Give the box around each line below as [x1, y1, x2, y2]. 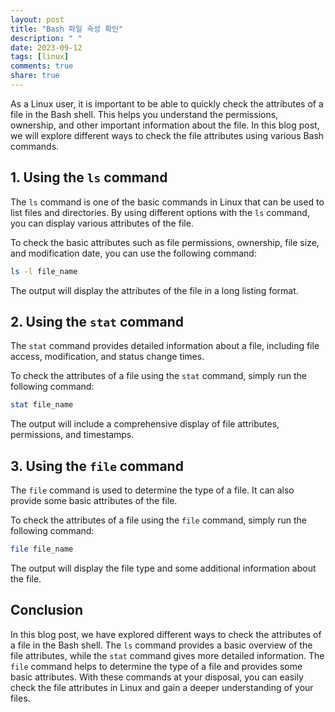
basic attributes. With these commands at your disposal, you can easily [10, 671, 304, 683]
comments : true [10, 61, 74, 71]
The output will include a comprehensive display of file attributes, [10, 418, 280, 430]
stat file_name [10, 400, 74, 410]
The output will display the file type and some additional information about [10, 562, 317, 574]
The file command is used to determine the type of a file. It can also [10, 484, 295, 496]
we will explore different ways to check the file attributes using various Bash [10, 129, 325, 141]
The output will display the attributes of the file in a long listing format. [10, 284, 299, 296]
